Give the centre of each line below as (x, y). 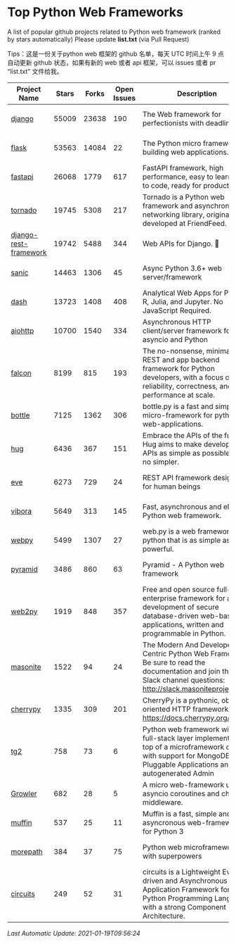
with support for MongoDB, (188, 755)
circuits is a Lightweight (182, 871)
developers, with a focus (183, 377)
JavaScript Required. (177, 310)
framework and (168, 206)
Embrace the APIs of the (183, 435)
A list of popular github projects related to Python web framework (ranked (114, 32)
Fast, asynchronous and (182, 506)
